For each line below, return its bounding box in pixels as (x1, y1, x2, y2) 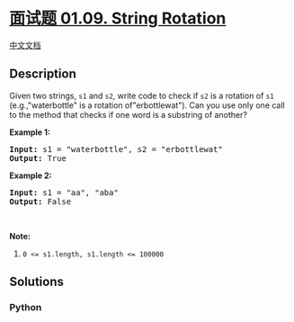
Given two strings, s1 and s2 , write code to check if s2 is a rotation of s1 (9, 90, 274, 101)
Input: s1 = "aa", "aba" (9, 187, 119, 198)
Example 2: (9, 170, 52, 181)
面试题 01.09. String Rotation (9, 8, 227, 29)
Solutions (9, 274, 65, 290)
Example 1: (9, 127, 51, 138)
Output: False (9, 196, 72, 207)
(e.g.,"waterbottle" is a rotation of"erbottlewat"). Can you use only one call (9, 100, 285, 111)
